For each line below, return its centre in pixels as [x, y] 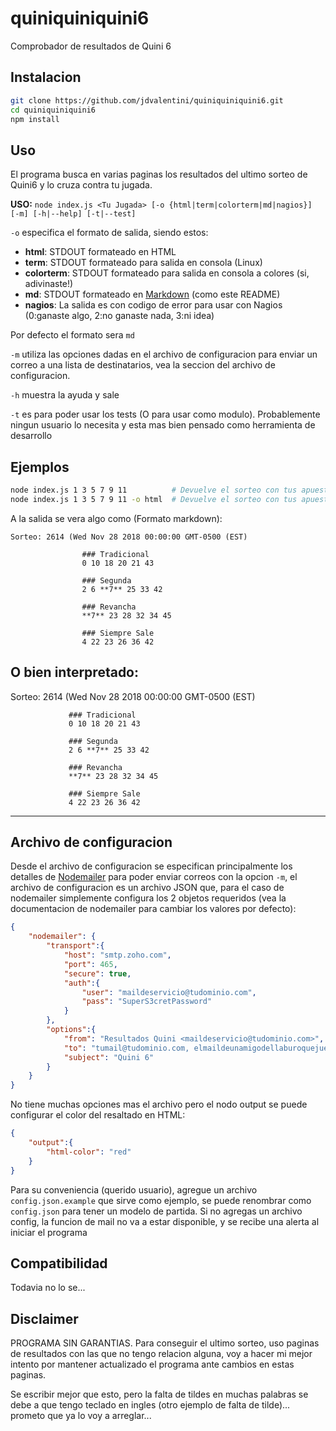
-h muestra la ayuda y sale [65, 395]
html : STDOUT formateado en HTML [100, 252]
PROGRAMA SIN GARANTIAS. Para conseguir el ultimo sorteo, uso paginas [165, 1343]
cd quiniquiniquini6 [53, 110]
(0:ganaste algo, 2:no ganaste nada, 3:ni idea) [119, 316]
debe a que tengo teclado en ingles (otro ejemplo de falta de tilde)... [150, 1405]
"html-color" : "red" [89, 1152]
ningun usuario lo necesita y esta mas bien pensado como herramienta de [163, 425]
